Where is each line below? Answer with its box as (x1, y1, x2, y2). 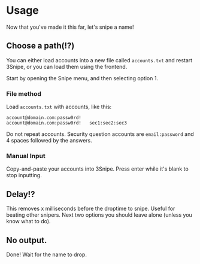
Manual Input (6, 151, 46, 160)
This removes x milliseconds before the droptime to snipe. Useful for (6, 205, 175, 213)
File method (6, 89, 42, 98)
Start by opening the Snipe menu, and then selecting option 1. (6, 74, 159, 81)
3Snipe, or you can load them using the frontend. (6, 63, 128, 70)
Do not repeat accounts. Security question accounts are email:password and (6, 131, 194, 138)
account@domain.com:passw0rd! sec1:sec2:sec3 (6, 120, 128, 126)
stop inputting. (6, 172, 42, 179)
